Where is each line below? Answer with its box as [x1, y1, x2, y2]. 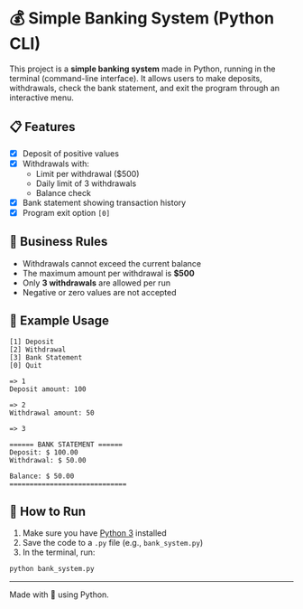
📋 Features [9, 119, 76, 135]
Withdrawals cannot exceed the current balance [22, 258, 202, 268]
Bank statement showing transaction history [22, 197, 187, 208]
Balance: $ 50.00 [9, 472, 75, 481]
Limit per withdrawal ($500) [35, 168, 140, 179]
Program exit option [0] [22, 207, 111, 218]
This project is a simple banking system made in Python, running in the [9, 63, 276, 74]
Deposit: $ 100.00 [9, 447, 78, 457]
